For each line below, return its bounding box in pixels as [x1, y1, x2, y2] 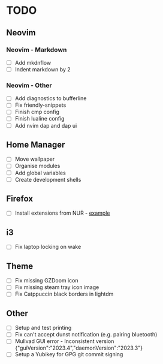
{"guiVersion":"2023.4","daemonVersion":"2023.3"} [14, 344, 143, 351]
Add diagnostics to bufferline [14, 95, 87, 102]
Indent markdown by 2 [14, 65, 71, 73]
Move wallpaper [14, 155, 55, 163]
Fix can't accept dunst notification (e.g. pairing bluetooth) [14, 331, 158, 338]
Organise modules [14, 163, 61, 170]
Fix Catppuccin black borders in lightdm [14, 290, 114, 297]
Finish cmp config [14, 109, 60, 116]
